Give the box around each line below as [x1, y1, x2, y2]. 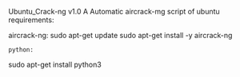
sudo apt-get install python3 [8, 60, 102, 69]
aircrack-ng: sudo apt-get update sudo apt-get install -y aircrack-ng [8, 31, 233, 40]
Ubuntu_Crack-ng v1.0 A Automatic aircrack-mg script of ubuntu [8, 7, 220, 16]
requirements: [8, 15, 54, 25]
